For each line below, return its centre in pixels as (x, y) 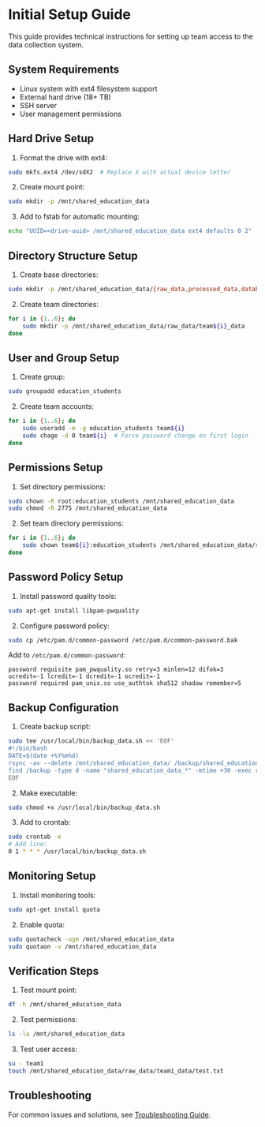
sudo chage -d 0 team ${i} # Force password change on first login (135, 436)
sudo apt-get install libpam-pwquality (74, 610)
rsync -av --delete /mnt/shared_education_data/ (90, 763)
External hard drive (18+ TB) (65, 97)
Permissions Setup (56, 468)
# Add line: (28, 844)
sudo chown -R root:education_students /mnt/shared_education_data (121, 501)
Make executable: (49, 793)
